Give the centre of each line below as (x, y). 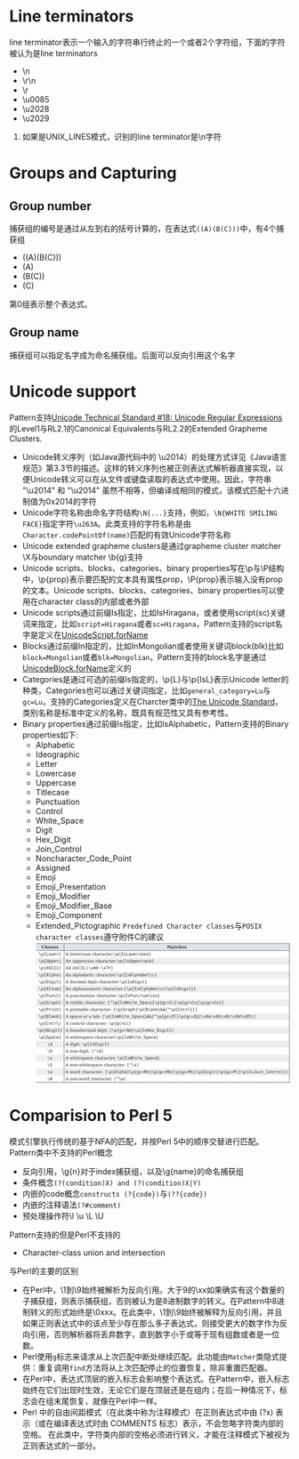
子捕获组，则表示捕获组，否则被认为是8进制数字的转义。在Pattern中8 (149, 1301)
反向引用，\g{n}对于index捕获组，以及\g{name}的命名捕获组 (133, 1171)
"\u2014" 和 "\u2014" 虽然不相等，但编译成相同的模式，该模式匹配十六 (152, 490)
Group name (44, 332)
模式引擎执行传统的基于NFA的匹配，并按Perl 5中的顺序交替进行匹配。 (137, 1141)
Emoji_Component (69, 915)
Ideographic (57, 754)
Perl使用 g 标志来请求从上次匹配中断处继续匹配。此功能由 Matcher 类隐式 (151, 1356)
